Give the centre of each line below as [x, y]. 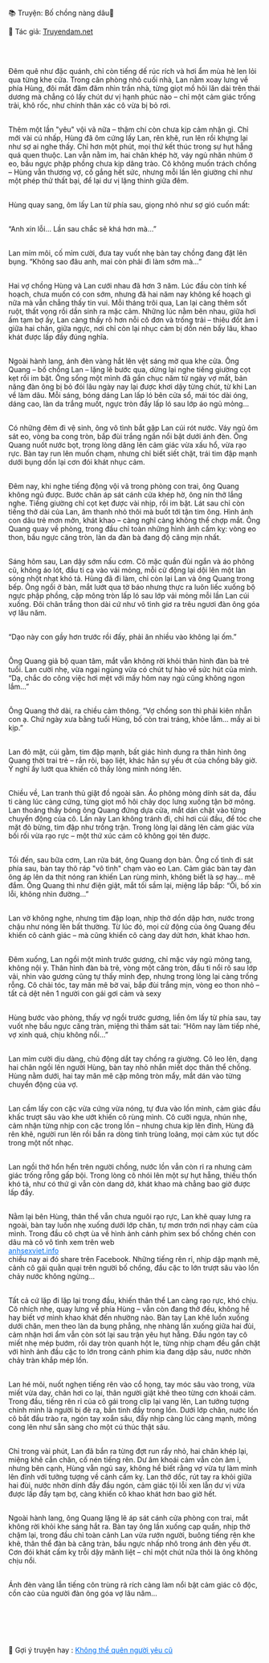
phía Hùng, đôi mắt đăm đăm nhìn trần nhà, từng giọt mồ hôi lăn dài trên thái [134, 88]
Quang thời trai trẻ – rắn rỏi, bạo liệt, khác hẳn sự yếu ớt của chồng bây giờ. [133, 760]
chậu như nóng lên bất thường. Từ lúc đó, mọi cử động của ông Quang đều [132, 927]
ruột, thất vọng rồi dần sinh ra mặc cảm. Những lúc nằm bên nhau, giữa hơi [132, 311]
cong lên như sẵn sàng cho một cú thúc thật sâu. [89, 1427]
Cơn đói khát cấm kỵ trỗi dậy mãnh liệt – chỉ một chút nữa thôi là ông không [133, 1552]
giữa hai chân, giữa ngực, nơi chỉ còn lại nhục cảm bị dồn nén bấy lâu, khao [133, 328]
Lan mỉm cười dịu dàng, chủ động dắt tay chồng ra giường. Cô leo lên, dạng [133, 1059]
